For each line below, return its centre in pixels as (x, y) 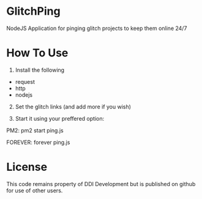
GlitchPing (33, 11)
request (25, 81)
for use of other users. (35, 190)
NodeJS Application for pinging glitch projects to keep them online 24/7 (97, 28)
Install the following (40, 70)
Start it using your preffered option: (60, 118)
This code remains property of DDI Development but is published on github (101, 184)
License (27, 167)
